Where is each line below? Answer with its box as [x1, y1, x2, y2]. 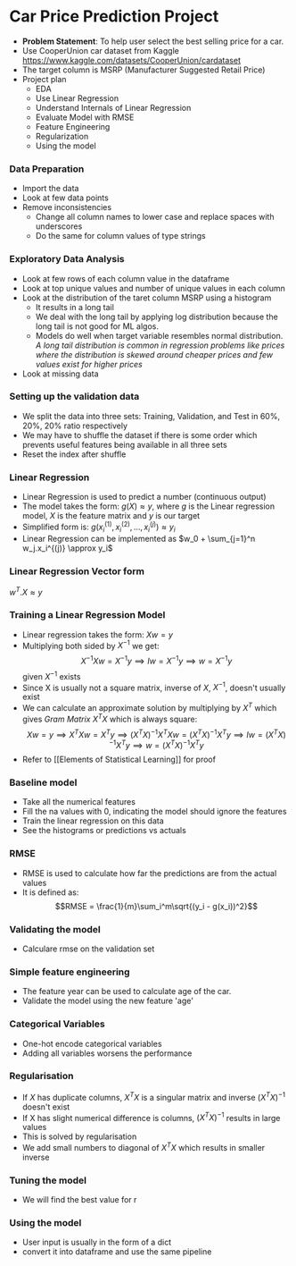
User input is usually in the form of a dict [21, 1236, 172, 1248]
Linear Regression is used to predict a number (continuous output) [21, 492, 267, 502]
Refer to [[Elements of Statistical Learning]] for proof [21, 754, 217, 765]
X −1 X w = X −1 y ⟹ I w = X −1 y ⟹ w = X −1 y [80, 654, 233, 667]
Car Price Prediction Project [9, 6, 219, 27]
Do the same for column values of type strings [35, 231, 207, 241]
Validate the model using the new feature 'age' [21, 995, 194, 1007]
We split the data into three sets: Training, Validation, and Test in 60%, [21, 410, 281, 421]
